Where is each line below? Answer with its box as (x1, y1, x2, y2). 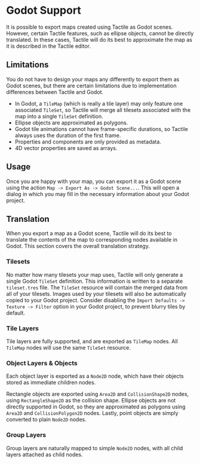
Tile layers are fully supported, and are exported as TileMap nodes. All (6, 337, 178, 344)
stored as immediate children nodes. (6, 379, 96, 386)
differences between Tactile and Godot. (6, 88, 104, 96)
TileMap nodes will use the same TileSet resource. (6, 344, 131, 351)
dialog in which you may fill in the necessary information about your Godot (6, 190, 189, 197)
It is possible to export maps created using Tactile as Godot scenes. (6, 23, 173, 30)
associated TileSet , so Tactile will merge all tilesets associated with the (14, 106, 191, 114)
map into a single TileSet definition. (14, 112, 103, 120)
